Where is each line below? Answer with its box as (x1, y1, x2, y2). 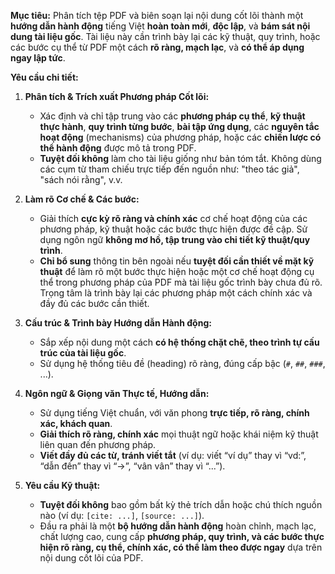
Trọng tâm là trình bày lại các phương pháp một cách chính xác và (39, 287, 313, 299)
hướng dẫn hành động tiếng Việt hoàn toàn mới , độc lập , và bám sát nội (10, 20, 311, 32)
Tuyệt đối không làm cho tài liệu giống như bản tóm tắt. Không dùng (39, 153, 322, 164)
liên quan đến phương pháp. (39, 439, 157, 450)
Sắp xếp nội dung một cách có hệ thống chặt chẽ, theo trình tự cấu (39, 336, 320, 348)
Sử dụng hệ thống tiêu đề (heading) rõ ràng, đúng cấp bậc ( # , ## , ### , (39, 358, 326, 369)
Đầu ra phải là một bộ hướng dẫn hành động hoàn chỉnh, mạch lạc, (39, 520, 317, 532)
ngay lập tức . (10, 52, 66, 64)
